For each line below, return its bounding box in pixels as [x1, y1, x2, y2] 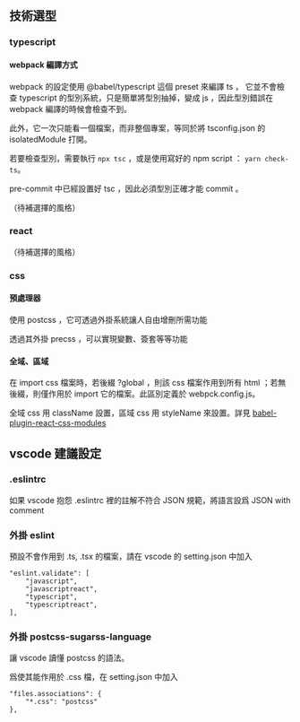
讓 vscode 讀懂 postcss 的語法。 [9, 653, 130, 664]
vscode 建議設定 [9, 446, 102, 461]
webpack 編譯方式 [9, 59, 78, 70]
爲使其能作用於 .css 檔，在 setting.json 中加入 [9, 672, 178, 683]
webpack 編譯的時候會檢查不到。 [9, 103, 133, 114]
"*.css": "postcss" [25, 698, 99, 707]
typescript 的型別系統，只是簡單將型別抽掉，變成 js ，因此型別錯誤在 [19, 92, 274, 103]
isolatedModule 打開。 [9, 134, 92, 144]
